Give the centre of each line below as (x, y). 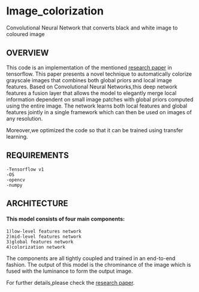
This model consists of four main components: (65, 219)
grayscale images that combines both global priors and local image (89, 80)
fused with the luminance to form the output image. (70, 271)
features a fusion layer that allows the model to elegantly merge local (91, 93)
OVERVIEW (28, 53)
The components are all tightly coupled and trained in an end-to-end (91, 258)
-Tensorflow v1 (25, 169)
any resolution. (25, 118)
